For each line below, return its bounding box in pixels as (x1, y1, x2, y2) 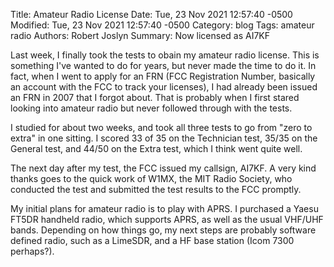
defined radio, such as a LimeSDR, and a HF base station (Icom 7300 (10, 235, 295, 246)
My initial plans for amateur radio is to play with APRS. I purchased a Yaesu (10, 203, 319, 214)
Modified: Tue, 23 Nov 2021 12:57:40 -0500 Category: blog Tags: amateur (10, 19, 315, 31)
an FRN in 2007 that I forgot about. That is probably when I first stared (10, 92, 300, 103)
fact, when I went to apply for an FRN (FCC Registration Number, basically (10, 70, 316, 82)
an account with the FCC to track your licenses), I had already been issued (10, 81, 318, 93)
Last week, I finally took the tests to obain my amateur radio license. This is (10, 49, 320, 61)
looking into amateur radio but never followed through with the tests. (10, 102, 293, 114)
